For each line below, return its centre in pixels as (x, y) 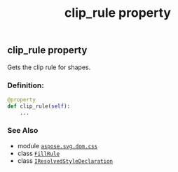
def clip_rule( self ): (39, 106)
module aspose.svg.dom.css (57, 145)
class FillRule (39, 153)
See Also (23, 131)
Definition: (26, 85)
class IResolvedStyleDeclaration (65, 160)
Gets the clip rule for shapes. (49, 67)
